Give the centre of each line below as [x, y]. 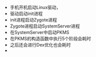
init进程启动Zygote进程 [33, 20]
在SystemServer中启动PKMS [39, 32]
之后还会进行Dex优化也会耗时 [40, 45]
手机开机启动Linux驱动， [35, 7]
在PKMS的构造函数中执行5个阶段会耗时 [50, 38]
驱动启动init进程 [26, 13]
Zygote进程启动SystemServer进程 [45, 26]
